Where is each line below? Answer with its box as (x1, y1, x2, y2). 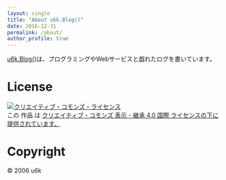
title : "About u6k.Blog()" (7, 16, 84, 23)
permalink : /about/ (7, 29, 63, 36)
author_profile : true (7, 35, 69, 42)
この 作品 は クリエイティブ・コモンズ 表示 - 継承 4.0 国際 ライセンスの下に (7, 111, 219, 119)
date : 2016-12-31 (7, 22, 57, 29)
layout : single (7, 10, 51, 17)
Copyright (7, 144, 66, 160)
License (7, 79, 53, 95)
